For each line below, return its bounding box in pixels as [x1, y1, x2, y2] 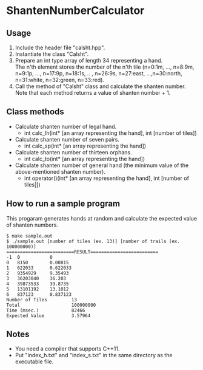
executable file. [15, 358, 54, 365]
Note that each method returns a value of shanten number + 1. [15, 89, 171, 96]
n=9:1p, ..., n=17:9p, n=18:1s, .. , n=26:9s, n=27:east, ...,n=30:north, [15, 70, 182, 77]
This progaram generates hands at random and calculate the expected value [6, 214, 198, 222]
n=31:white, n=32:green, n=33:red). [15, 77, 105, 83]
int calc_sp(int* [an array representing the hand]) [24, 142, 147, 149]
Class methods [6, 107, 65, 117]
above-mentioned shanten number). [15, 168, 106, 175]
